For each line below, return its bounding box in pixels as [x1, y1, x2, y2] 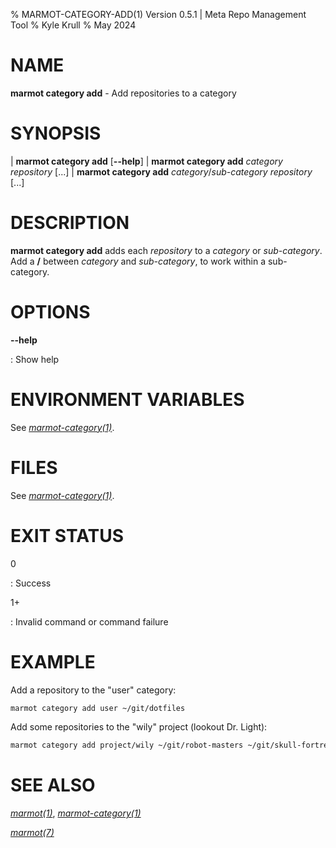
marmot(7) [10, 827, 55, 839]
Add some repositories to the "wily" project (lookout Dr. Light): [10, 721, 268, 733]
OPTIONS [10, 301, 91, 323]
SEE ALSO [10, 774, 96, 797]
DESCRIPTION [10, 212, 130, 234]
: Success [10, 577, 52, 589]
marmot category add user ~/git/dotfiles [10, 703, 186, 713]
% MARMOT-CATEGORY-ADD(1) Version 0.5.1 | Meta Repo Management [10, 9, 307, 20]
